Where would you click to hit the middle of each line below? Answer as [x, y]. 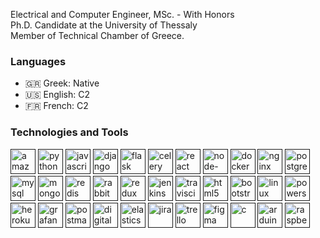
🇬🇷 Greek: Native [62, 83]
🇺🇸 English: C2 [57, 95]
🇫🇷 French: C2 [56, 106]
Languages [38, 61]
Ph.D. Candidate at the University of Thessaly [104, 25]
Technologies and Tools [69, 132]
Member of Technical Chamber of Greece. [97, 35]
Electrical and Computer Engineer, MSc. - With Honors [122, 14]
